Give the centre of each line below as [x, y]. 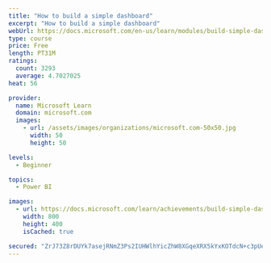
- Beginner [34, 165]
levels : [21, 157]
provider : [25, 98]
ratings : [23, 61]
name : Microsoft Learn [54, 106]
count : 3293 [36, 69]
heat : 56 [23, 83]
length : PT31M [32, 53]
